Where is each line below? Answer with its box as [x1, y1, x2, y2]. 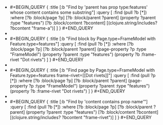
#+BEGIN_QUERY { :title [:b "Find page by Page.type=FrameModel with [9, 67, 155, 73]
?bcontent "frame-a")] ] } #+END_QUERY [9, 25, 93, 31]
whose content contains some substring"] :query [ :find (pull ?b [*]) [9, 9, 147, 15]
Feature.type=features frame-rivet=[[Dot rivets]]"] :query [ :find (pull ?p [9, 73, 156, 78]
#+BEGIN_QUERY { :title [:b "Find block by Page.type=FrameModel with [9, 36, 156, 42]
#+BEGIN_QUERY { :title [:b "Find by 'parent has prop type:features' [9, 4, 148, 10]
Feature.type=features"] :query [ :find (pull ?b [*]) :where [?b [9, 41, 134, 46]
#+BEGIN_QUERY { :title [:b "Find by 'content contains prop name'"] [9, 99, 148, 104]
